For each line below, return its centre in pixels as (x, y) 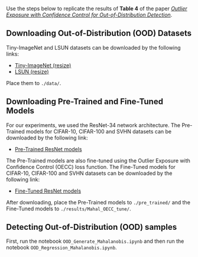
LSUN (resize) (32, 71)
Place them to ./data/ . (34, 83)
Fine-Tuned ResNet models (48, 191)
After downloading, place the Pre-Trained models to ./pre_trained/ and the (98, 202)
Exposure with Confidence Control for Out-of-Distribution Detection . (89, 15)
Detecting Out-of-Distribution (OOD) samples (92, 227)
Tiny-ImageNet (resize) (43, 65)
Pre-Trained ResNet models (48, 149)
